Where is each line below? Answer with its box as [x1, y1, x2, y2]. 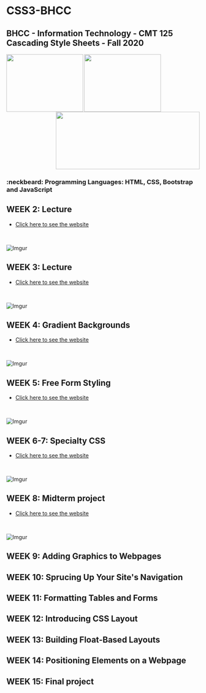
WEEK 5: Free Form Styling [6, 378, 112, 388]
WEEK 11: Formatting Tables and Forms [6, 592, 158, 603]
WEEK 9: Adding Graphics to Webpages [6, 551, 161, 562]
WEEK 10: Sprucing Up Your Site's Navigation [6, 572, 183, 583]
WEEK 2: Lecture [6, 204, 72, 215]
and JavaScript [6, 185, 53, 194]
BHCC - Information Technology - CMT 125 [6, 28, 174, 39]
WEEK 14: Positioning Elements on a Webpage [6, 656, 186, 666]
